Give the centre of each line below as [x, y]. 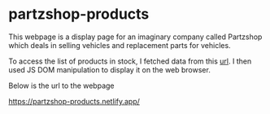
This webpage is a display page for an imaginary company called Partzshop [135, 37]
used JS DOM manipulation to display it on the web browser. [110, 69]
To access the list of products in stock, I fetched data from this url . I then [130, 61]
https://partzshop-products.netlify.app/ [74, 101]
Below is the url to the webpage [62, 85]
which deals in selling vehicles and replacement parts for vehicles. [120, 45]
